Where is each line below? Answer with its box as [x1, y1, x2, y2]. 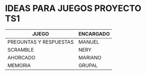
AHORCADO [7, 54, 35, 61]
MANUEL [78, 38, 99, 45]
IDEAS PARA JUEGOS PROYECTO [5, 3, 142, 14]
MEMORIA [7, 62, 31, 69]
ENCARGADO [78, 30, 110, 37]
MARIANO [78, 54, 102, 61]
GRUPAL [78, 62, 98, 69]
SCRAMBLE [7, 46, 34, 53]
